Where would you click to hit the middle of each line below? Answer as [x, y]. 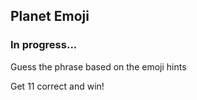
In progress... [44, 45]
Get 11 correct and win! [57, 86]
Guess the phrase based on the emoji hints [98, 66]
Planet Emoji [50, 16]
